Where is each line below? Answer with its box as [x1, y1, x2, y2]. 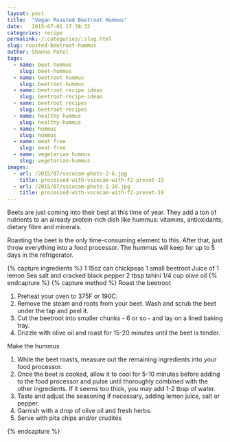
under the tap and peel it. [16, 307, 89, 315]
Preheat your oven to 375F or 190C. [16, 292, 118, 300]
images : [7, 163, 30, 171]
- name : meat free [13, 138, 67, 145]
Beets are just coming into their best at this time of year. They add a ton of [7, 208, 217, 217]
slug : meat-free [19, 145, 67, 151]
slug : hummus [19, 131, 57, 138]
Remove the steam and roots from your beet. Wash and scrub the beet [16, 299, 217, 308]
